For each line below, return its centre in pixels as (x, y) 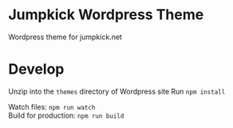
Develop (36, 69)
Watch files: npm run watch (52, 106)
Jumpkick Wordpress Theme (106, 15)
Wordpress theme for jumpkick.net (65, 37)
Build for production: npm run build (66, 115)
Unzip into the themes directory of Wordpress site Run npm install (117, 91)
